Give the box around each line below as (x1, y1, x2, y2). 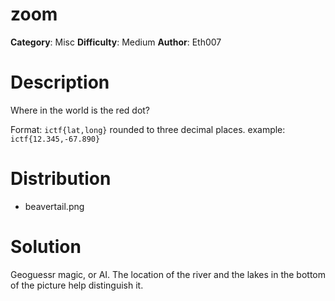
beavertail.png (24, 200, 85, 212)
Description (10, 71, 110, 94)
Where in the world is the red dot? (10, 104, 151, 116)
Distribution (10, 168, 112, 190)
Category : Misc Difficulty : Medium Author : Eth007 (10, 36, 222, 48)
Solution (10, 236, 82, 258)
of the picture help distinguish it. (10, 279, 144, 291)
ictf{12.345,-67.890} (10, 134, 101, 144)
